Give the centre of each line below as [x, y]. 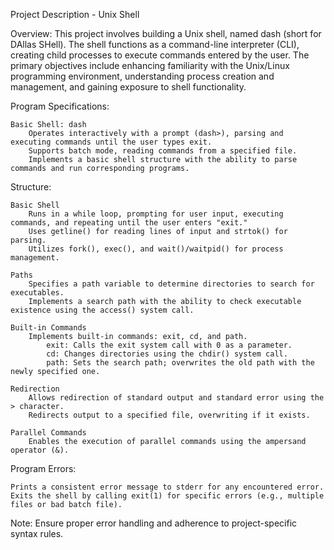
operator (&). [40, 450]
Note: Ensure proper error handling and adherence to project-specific [154, 523]
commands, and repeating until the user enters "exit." [129, 223]
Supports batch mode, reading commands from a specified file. [163, 151]
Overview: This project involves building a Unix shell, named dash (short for [166, 33]
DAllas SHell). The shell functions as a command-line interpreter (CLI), [155, 44]
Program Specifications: [60, 106]
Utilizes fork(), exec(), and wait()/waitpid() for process [156, 249]
